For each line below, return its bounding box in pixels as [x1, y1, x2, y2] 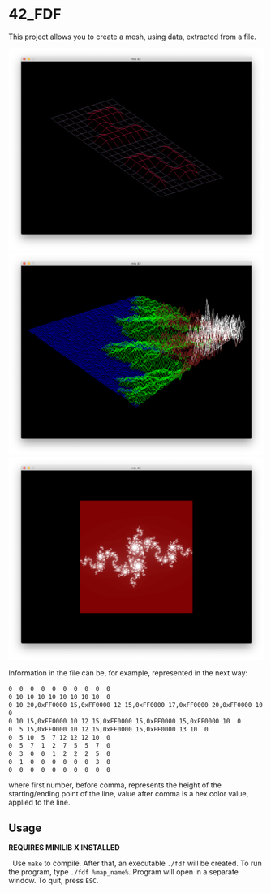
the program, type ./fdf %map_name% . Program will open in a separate [8, 867, 239, 877]
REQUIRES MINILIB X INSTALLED [8, 843, 120, 852]
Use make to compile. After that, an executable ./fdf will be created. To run [11, 858, 262, 869]
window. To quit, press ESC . [8, 876, 99, 886]
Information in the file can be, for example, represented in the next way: [8, 668, 248, 678]
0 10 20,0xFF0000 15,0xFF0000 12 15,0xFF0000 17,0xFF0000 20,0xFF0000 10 [8, 701, 264, 710]
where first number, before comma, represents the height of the [8, 780, 222, 790]
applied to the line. [8, 797, 71, 808]
